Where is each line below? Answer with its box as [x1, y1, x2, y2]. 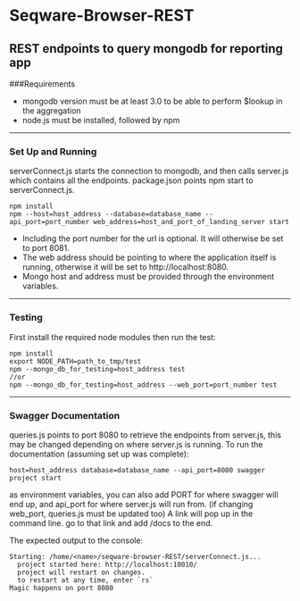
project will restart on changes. [17, 568, 146, 577]
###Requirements [9, 79, 76, 89]
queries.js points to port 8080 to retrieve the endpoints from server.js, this [9, 430, 281, 440]
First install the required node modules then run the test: [9, 331, 216, 342]
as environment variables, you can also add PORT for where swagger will [9, 488, 279, 500]
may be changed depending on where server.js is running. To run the [9, 438, 263, 449]
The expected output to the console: [9, 535, 144, 546]
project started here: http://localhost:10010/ [17, 560, 198, 569]
